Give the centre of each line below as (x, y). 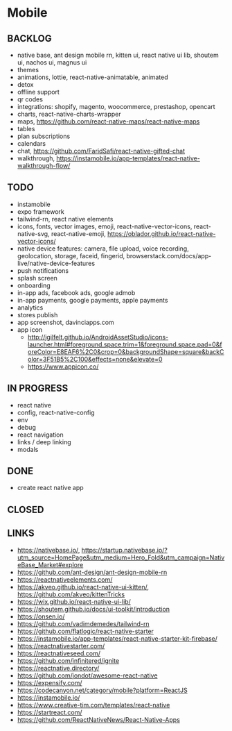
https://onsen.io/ (41, 616)
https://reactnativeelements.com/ (65, 579)
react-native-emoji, (78, 233)
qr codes (30, 99)
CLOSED (26, 509)
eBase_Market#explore (50, 564)
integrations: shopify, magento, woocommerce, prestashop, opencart (116, 107)
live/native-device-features (56, 263)
